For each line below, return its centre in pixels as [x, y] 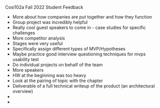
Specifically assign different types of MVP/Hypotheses [69, 49]
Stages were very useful [37, 43]
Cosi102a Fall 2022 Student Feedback [44, 7]
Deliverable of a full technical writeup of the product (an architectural [83, 86]
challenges [24, 33]
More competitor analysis [38, 38]
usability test [25, 59]
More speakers [28, 70]
